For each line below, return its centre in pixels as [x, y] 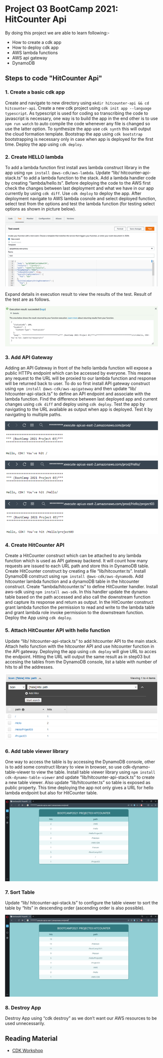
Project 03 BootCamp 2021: [62, 9]
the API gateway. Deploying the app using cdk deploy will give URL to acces [81, 651]
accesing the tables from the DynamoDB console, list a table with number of [81, 662]
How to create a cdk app [37, 42]
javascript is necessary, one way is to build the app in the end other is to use [81, 118]
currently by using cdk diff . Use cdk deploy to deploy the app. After [73, 193]
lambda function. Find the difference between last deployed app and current [81, 399]
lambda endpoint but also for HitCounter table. [51, 792]
